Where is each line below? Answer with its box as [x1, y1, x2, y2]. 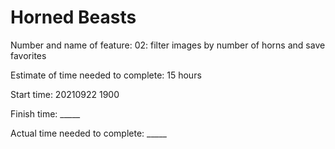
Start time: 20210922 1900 [10, 88, 120, 100]
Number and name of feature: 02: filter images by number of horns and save [10, 39, 326, 51]
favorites [10, 49, 47, 61]
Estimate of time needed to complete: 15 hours [10, 69, 202, 81]
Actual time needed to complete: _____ [10, 127, 167, 139]
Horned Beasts [10, 6, 137, 29]
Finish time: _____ [10, 107, 81, 120]
